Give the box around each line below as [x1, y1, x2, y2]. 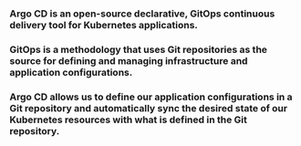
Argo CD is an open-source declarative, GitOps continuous [9, 7, 275, 20]
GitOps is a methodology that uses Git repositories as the [9, 43, 267, 56]
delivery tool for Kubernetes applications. [9, 18, 199, 31]
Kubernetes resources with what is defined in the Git [9, 113, 248, 126]
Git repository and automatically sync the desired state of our [9, 101, 288, 114]
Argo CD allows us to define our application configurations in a [9, 90, 294, 103]
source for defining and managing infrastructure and [9, 54, 248, 67]
